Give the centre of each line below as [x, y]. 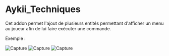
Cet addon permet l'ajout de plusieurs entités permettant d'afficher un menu [84, 23]
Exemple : [16, 38]
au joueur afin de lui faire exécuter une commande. [58, 28]
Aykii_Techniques [43, 9]
